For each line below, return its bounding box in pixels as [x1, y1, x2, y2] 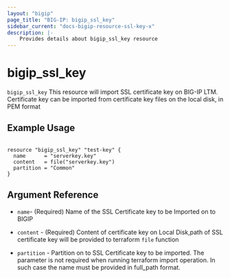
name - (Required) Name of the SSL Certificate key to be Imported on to [16, 207, 216, 216]
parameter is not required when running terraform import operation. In [16, 255, 216, 264]
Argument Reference [7, 189, 99, 201]
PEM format [7, 102, 41, 111]
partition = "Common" [13, 164, 76, 172]
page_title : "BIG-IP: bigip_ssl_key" [7, 16, 115, 23]
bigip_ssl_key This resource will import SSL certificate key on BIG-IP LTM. [7, 88, 218, 96]
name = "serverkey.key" [13, 152, 97, 159]
